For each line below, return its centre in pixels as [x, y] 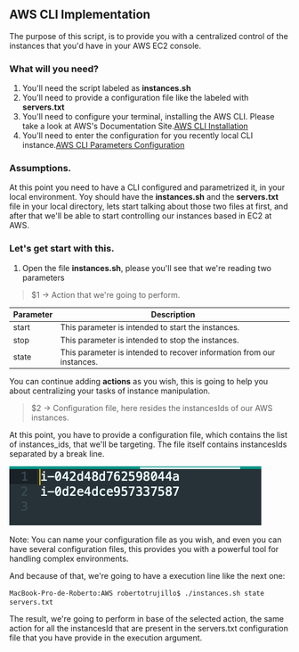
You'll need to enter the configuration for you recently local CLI [137, 136]
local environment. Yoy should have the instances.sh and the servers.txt [144, 197]
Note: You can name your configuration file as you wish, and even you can [145, 540]
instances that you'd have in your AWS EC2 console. [105, 45]
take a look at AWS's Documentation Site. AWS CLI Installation [135, 126]
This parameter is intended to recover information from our [168, 352]
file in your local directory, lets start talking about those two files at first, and [149, 206]
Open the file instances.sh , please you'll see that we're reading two [147, 268]
